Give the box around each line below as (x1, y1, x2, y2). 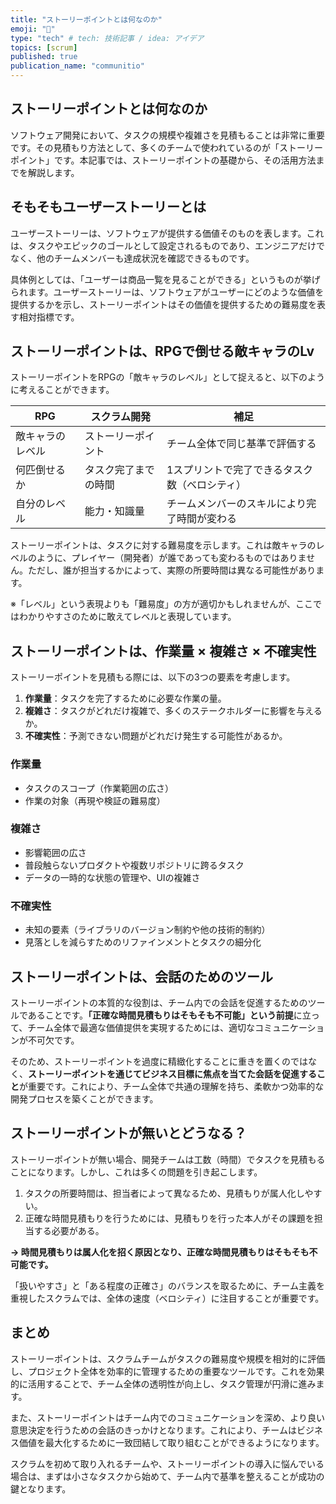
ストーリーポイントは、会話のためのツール (10, 968, 273, 985)
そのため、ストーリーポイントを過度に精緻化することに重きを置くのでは (10, 1055, 308, 1067)
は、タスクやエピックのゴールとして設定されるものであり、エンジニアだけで (10, 239, 325, 251)
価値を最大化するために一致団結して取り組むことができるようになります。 (18, 1436, 325, 1448)
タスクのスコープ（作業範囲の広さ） (24, 782, 174, 794)
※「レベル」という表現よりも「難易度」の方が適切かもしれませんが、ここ (10, 598, 313, 610)
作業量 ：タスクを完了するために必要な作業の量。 (24, 692, 227, 705)
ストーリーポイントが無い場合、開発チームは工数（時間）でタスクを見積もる (10, 1153, 326, 1165)
